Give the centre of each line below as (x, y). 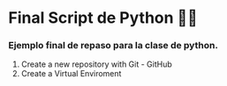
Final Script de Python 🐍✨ (103, 18)
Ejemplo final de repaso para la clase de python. (113, 46)
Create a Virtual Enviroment (71, 74)
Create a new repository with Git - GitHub (97, 64)
